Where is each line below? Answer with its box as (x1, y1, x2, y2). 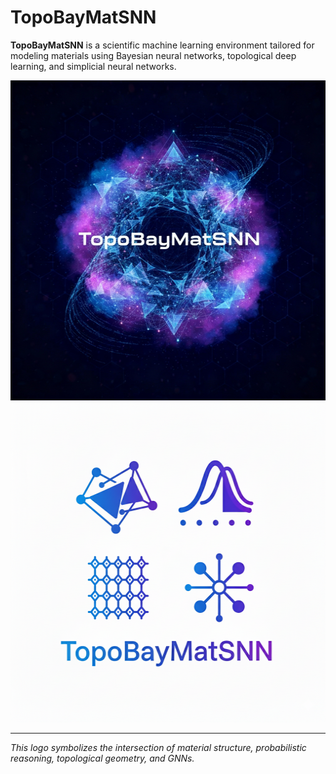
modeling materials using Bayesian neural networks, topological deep (10, 49, 297, 61)
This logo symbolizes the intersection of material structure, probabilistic (10, 741, 307, 753)
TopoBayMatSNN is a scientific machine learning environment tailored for (10, 39, 315, 51)
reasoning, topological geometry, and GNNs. (10, 752, 195, 764)
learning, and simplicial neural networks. (10, 60, 177, 72)
